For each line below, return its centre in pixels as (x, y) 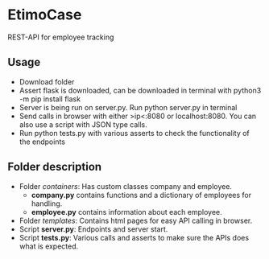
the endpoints (42, 142)
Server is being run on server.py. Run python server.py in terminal (128, 107)
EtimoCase (45, 15)
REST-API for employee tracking (61, 37)
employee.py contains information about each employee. (126, 212)
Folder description (55, 167)
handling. (47, 203)
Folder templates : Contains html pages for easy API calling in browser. (136, 220)
